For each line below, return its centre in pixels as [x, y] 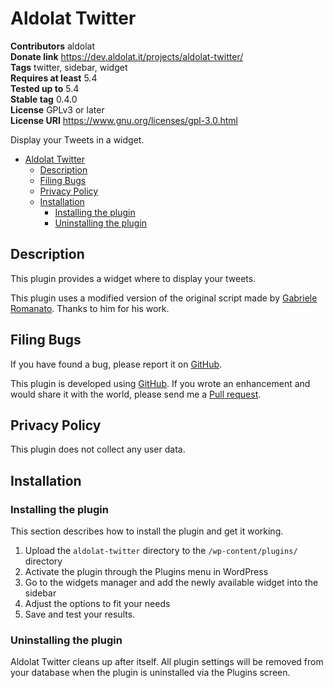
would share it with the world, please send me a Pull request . [136, 394]
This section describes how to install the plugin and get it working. [147, 531]
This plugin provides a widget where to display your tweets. [133, 278]
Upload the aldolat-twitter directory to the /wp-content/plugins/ [161, 551]
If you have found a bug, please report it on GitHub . [116, 364]
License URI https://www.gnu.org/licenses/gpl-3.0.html [124, 120]
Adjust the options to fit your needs [97, 604]
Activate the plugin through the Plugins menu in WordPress [146, 572]
